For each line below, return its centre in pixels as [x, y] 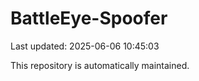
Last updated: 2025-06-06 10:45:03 [85, 46]
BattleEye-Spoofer [89, 18]
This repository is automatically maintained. [100, 65]
